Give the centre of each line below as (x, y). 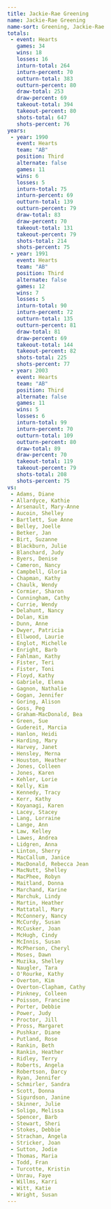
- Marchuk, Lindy (35, 896)
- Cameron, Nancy (35, 565)
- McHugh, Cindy (34, 935)
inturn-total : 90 (42, 306)
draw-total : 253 (40, 91)
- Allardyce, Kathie (40, 500)
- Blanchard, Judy (37, 552)
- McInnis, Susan (35, 942)
